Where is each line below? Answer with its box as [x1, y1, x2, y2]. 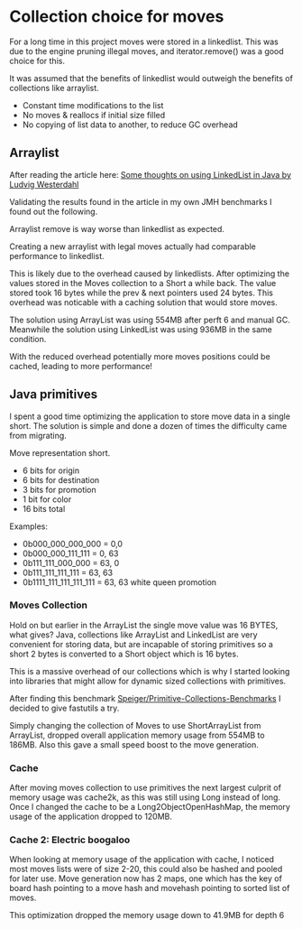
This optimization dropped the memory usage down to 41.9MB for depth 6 [9, 910, 285, 921]
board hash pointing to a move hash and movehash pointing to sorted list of [9, 883, 290, 894]
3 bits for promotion [22, 484, 96, 495]
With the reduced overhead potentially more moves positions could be [9, 350, 270, 362]
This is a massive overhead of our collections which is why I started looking [9, 665, 290, 676]
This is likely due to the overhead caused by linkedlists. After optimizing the [9, 268, 290, 279]
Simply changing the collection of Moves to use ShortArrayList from [9, 720, 261, 730]
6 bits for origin [22, 465, 79, 476]
